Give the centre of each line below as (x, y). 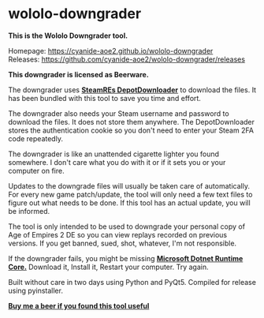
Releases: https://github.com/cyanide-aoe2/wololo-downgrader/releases (127, 59)
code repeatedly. (35, 138)
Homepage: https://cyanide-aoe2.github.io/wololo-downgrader (111, 51)
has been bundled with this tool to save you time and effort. (104, 98)
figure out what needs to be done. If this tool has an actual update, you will (129, 203)
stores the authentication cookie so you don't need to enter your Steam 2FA (131, 130)
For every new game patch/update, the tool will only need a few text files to (130, 194)
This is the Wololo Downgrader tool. (68, 36)
